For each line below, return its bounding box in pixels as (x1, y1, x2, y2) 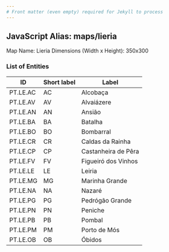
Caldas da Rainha (81, 137, 131, 146)
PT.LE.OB (9, 235, 36, 244)
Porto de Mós (81, 225, 120, 234)
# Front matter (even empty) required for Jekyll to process (6, 8, 164, 15)
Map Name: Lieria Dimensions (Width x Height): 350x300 (6, 47, 149, 54)
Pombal (81, 216, 103, 224)
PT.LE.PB (9, 216, 36, 224)
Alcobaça (81, 88, 109, 97)
